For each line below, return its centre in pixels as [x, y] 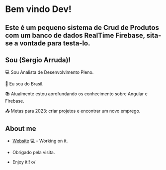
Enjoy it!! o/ [24, 162]
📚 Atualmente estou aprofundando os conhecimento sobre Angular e [76, 94]
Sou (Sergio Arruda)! [38, 60]
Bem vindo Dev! [39, 9]
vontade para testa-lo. [55, 43]
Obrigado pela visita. [34, 153]
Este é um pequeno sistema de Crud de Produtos [82, 28]
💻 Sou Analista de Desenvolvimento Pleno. [49, 72]
